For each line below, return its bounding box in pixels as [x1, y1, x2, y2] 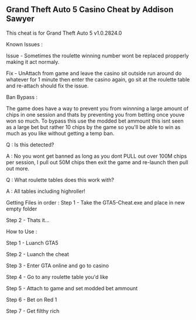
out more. [6, 165, 30, 172]
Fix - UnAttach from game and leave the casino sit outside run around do [6, 70, 182, 77]
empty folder [6, 205, 37, 212]
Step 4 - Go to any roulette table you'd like [6, 273, 108, 280]
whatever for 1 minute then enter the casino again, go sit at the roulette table [6, 76, 190, 83]
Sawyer [6, 14, 35, 24]
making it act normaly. [6, 58, 60, 65]
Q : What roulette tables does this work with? [6, 176, 115, 183]
